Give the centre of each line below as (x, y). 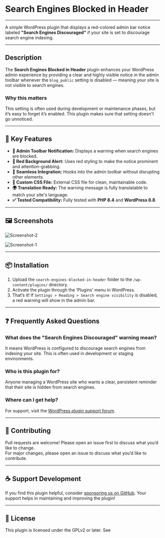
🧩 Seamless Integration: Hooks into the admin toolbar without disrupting (86, 172)
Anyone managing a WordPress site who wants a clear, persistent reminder (81, 382)
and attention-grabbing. (36, 166)
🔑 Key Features (29, 139)
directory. (59, 285)
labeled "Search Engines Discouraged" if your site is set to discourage (77, 32)
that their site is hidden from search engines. (50, 387)
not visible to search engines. (35, 85)
